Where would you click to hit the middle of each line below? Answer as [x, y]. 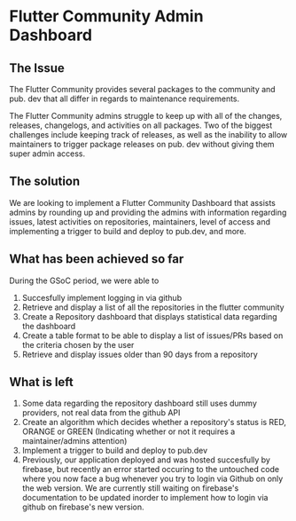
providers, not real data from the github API [101, 413]
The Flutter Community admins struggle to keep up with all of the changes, [146, 116]
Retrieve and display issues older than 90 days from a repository [140, 354]
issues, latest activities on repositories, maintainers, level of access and [140, 221]
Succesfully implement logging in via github [102, 297]
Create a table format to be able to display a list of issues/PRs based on [152, 335]
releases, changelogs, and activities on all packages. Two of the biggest [141, 125]
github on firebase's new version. [83, 507]
